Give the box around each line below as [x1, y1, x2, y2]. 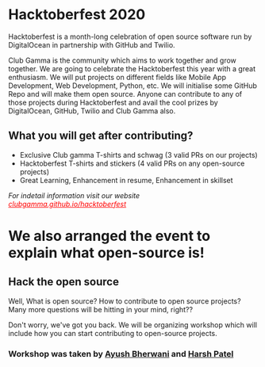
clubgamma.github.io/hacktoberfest [8, 199, 127, 208]
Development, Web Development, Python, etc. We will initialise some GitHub [8, 81, 258, 90]
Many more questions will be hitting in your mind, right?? [8, 304, 193, 314]
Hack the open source [8, 275, 119, 289]
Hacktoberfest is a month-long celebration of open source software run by [8, 32, 252, 41]
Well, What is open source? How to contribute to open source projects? [8, 296, 241, 306]
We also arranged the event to [8, 227, 211, 245]
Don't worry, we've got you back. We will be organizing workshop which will [8, 319, 258, 330]
